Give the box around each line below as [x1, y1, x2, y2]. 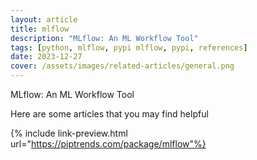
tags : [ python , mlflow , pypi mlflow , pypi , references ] [10, 42, 248, 53]
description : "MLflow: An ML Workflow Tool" [10, 33, 199, 43]
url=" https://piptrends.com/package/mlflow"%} [10, 138, 207, 150]
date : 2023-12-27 [10, 52, 83, 62]
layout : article [10, 14, 78, 25]
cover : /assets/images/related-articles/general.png [10, 61, 235, 71]
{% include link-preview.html [10, 127, 128, 139]
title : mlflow [10, 24, 70, 34]
